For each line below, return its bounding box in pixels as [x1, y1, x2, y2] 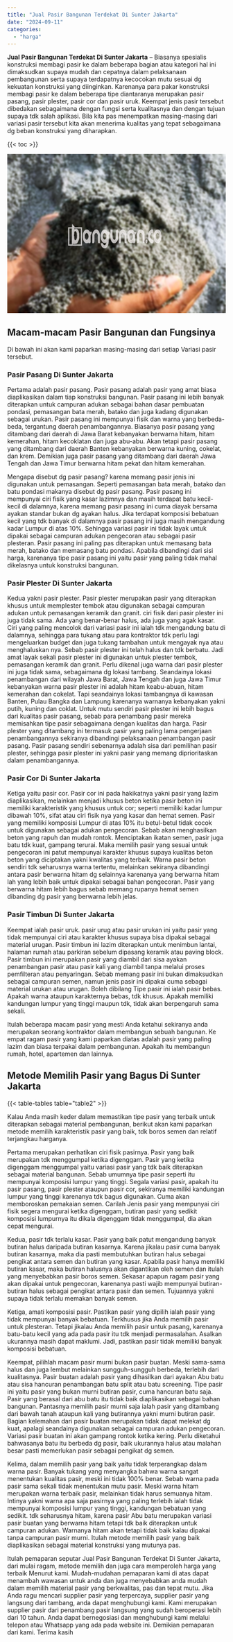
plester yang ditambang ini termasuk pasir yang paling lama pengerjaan [7, 727, 212, 735]
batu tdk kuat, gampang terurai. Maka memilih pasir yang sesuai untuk [7, 841, 208, 849]
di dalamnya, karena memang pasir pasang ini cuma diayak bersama [21, 502, 218, 510]
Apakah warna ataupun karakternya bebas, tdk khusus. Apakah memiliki [7, 992, 214, 1000]
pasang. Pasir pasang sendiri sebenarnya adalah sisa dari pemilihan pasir [7, 742, 217, 750]
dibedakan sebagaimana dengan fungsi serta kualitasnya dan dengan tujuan [7, 105, 225, 113]
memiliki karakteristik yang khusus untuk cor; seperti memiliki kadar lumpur [7, 804, 223, 812]
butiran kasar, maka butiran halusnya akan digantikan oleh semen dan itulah [7, 1265, 224, 1273]
